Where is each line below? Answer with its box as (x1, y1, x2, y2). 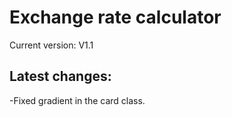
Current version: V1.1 (9, 39, 94, 51)
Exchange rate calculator (9, 6, 222, 29)
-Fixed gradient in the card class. (9, 94, 146, 106)
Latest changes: (9, 68, 112, 85)
